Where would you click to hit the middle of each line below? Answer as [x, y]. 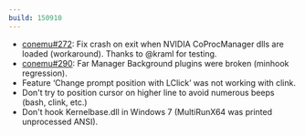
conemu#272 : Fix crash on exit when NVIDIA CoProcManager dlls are [152, 44]
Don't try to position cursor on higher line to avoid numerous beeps [148, 92]
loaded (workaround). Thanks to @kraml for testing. [119, 53]
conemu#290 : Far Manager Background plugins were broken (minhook [155, 63]
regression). [44, 73]
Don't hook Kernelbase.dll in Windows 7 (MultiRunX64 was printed [147, 111]
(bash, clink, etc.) [54, 102]
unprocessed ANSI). [60, 121]
